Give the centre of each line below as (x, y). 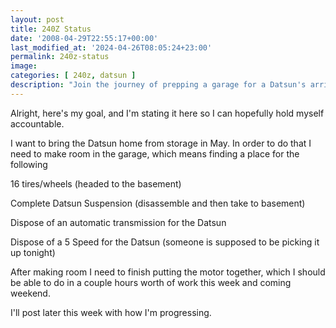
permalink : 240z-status (60, 57)
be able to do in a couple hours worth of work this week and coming (151, 282)
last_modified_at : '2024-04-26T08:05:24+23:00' (111, 47)
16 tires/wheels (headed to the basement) (96, 183)
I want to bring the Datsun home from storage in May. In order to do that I (161, 143)
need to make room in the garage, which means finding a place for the (155, 153)
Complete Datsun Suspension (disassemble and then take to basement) (158, 203)
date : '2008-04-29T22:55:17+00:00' (84, 38)
